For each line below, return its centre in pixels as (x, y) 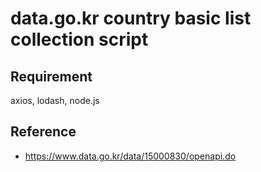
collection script (79, 39)
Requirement (51, 76)
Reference (43, 132)
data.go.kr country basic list (131, 18)
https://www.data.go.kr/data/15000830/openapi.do (130, 156)
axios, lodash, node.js (55, 100)
